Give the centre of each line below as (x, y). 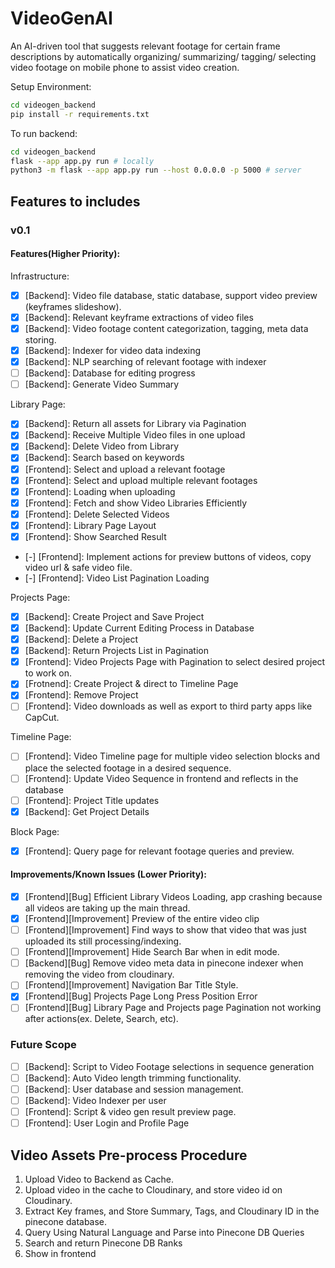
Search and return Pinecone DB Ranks (103, 1243)
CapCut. (42, 718)
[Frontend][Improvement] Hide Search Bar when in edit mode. (152, 952)
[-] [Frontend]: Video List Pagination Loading (117, 578)
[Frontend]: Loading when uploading (100, 491)
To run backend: (44, 133)
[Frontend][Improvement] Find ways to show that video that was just (165, 930)
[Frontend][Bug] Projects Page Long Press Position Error (141, 996)
